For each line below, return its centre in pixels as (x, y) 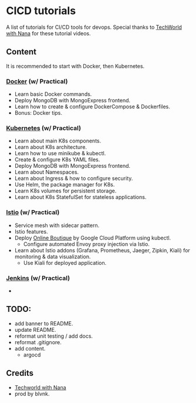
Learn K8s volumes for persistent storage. (65, 191)
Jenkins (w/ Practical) (38, 278)
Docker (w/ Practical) (37, 81)
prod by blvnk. (32, 394)
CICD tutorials (41, 11)
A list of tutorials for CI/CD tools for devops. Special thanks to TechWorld (94, 27)
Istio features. (31, 231)
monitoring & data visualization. (53, 257)
